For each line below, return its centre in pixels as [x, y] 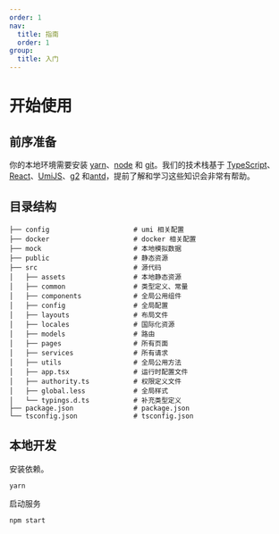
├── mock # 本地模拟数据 [95, 248]
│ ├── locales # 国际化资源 [92, 324]
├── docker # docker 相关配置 [103, 239]
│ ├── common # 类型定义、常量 [99, 287]
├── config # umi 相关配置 [97, 229]
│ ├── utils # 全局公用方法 [95, 363]
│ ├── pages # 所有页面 [89, 343]
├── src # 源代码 [85, 267]
